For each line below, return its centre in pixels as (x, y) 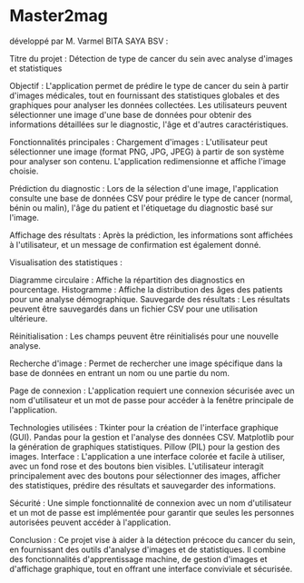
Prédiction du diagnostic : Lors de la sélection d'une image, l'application (144, 188)
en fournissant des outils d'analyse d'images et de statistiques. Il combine (147, 549)
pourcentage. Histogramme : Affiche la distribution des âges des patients (146, 289)
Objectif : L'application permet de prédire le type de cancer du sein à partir (149, 85)
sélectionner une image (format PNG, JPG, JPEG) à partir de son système (147, 152)
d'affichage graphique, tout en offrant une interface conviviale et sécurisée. (151, 568)
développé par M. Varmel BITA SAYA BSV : (89, 41)
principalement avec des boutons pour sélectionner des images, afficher (145, 475)
